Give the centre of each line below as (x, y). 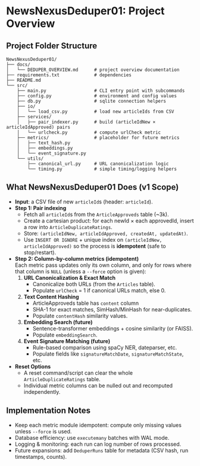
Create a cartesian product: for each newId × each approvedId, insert (109, 220)
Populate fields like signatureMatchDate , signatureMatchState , (108, 354)
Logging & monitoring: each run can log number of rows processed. (98, 444)
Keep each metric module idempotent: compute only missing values (98, 425)
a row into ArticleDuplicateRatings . (68, 227)
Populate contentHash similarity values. (80, 316)
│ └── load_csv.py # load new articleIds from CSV (96, 112)
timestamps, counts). (41, 456)
